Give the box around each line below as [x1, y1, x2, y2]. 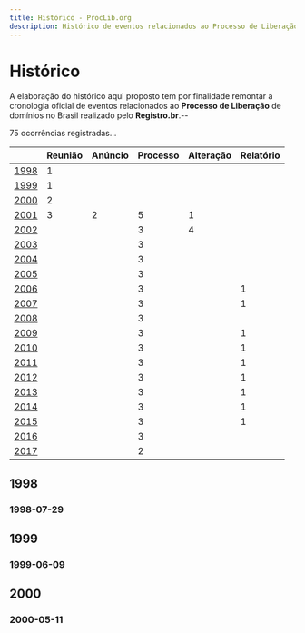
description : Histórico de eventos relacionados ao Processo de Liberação [9, 22, 299, 31]
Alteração [188, 149, 232, 162]
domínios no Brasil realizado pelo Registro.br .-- [9, 110, 189, 121]
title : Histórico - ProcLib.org [9, 13, 132, 23]
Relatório [240, 149, 280, 162]
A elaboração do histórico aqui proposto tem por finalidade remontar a [9, 91, 273, 102]
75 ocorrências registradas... [9, 128, 117, 139]
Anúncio [91, 149, 130, 162]
